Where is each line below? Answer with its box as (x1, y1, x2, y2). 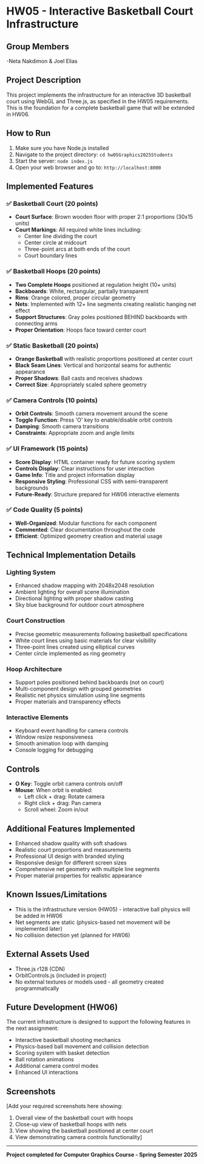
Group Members (6, 41, 70, 52)
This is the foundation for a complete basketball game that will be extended (6, 104, 195, 111)
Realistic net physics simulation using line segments (15, 691, 146, 699)
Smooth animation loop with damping (15, 740, 109, 747)
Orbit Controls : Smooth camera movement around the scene (15, 410, 168, 417)
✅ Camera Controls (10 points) (6, 396, 98, 405)
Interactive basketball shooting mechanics (15, 1036, 121, 1044)
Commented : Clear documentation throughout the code (15, 526, 156, 533)
